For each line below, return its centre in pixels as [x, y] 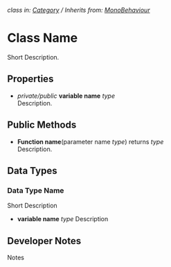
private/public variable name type [66, 96]
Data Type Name [36, 190]
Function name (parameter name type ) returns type [90, 141]
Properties [30, 79]
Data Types [32, 170]
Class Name [43, 38]
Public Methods [42, 125]
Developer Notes [44, 241]
